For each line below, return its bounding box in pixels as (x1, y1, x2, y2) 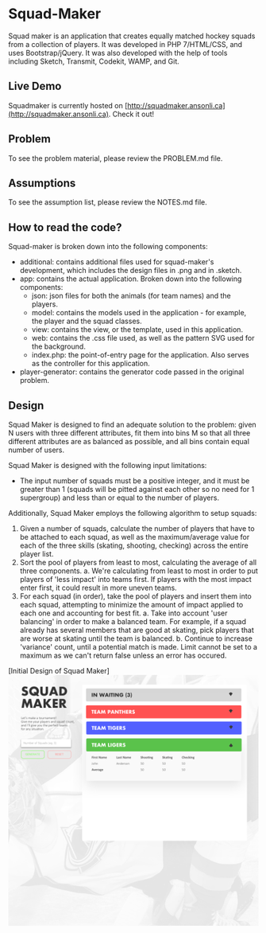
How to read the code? (8, 221, 122, 234)
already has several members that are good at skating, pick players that (19, 626, 254, 634)
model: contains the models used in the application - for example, (31, 308, 247, 318)
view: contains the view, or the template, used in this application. (31, 325, 244, 334)
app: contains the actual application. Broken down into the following (19, 274, 242, 283)
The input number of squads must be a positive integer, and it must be (19, 476, 250, 486)
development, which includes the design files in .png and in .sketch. (19, 266, 242, 275)
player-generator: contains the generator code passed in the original (19, 367, 245, 377)
